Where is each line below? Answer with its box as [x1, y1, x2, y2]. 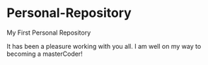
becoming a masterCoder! [6, 49, 83, 58]
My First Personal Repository [6, 28, 91, 37]
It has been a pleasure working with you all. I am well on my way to [6, 42, 202, 50]
